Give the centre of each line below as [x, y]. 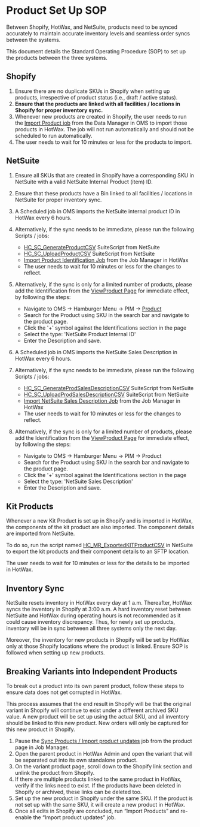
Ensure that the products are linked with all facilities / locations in [97, 104]
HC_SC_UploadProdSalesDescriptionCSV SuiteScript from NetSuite [106, 394]
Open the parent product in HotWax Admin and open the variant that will [104, 754]
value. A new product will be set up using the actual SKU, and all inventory [98, 716]
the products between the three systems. [57, 58]
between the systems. [33, 40]
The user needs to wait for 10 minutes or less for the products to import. [103, 142]
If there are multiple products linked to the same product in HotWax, [98, 779]
